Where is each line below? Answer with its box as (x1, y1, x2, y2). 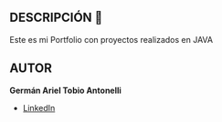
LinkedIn (22, 102, 56, 113)
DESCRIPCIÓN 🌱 (9, 10, 103, 25)
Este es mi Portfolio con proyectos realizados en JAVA (9, 34, 213, 45)
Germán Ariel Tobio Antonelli (9, 85, 122, 96)
